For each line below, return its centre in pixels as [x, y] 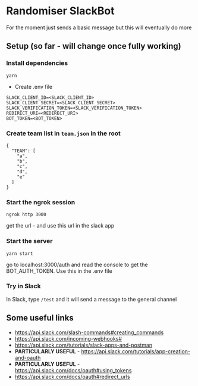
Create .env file [33, 86]
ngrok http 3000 [26, 215]
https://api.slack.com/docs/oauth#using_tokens [73, 370]
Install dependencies [37, 63]
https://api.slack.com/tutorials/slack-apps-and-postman [84, 345]
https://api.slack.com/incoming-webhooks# [68, 338]
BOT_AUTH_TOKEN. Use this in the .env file [59, 271]
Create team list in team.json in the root [63, 133]
